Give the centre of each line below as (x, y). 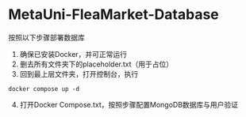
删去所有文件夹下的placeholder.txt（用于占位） (96, 64)
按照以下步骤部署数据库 (46, 37)
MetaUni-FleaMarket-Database (114, 15)
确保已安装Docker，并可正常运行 (73, 54)
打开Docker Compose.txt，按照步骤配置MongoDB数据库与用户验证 (129, 104)
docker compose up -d (44, 89)
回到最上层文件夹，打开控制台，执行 (79, 74)
